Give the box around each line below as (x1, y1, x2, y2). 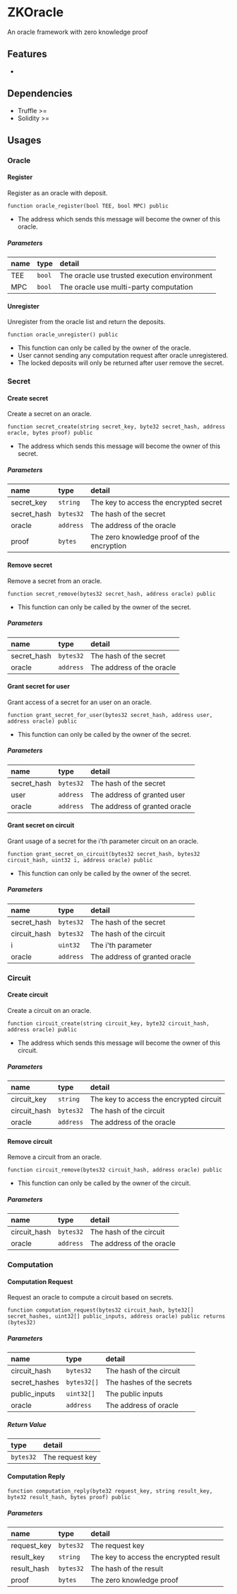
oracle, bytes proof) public (7, 430, 93, 437)
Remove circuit (7, 1137, 53, 1145)
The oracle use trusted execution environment (59, 270, 213, 280)
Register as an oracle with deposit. (7, 189, 108, 197)
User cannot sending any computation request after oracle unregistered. (17, 351, 229, 360)
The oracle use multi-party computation (59, 282, 193, 292)
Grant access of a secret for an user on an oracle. (7, 698, 152, 706)
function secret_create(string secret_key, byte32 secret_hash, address (7, 423, 226, 430)
